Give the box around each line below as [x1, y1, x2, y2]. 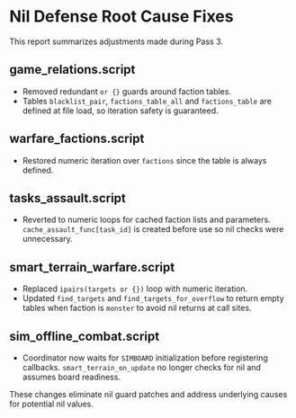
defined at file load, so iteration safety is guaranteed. [22, 105, 219, 116]
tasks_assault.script [9, 191, 126, 206]
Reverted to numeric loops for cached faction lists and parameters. [22, 214, 272, 226]
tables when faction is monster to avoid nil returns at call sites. [22, 303, 252, 314]
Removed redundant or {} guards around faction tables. [22, 85, 232, 96]
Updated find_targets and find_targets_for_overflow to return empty [22, 293, 285, 304]
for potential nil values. [9, 398, 94, 409]
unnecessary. [22, 234, 74, 245]
